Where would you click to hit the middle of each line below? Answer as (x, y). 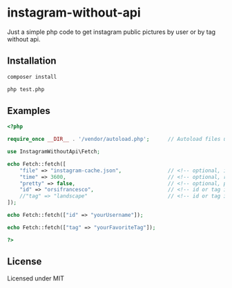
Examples (29, 111)
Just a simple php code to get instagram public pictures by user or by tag (112, 32)
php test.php (26, 89)
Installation (32, 61)
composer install (32, 77)
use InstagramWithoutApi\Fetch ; (54, 152)
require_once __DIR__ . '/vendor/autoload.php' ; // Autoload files (114, 140)
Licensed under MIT (36, 278)
